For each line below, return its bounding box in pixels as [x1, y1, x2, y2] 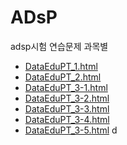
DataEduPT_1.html [24, 60, 98, 72]
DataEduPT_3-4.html [24, 113, 110, 125]
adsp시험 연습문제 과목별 [10, 40, 109, 52]
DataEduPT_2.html [24, 71, 102, 83]
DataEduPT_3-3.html [24, 102, 110, 115]
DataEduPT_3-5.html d [24, 124, 118, 136]
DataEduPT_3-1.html [24, 81, 108, 93]
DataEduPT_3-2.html [24, 92, 110, 104]
